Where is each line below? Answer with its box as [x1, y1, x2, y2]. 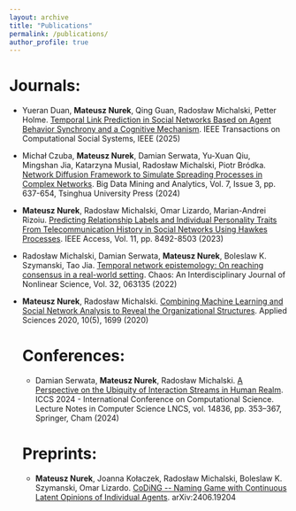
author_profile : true [9, 37, 89, 47]
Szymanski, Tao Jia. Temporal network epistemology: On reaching [21, 260, 263, 271]
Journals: [9, 76, 81, 96]
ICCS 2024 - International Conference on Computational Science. [34, 394, 274, 405]
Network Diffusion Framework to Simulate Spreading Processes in [21, 169, 263, 180]
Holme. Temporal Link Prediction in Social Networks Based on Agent [21, 114, 272, 125]
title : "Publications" [9, 21, 93, 30]
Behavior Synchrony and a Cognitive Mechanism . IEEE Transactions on [21, 124, 281, 135]
